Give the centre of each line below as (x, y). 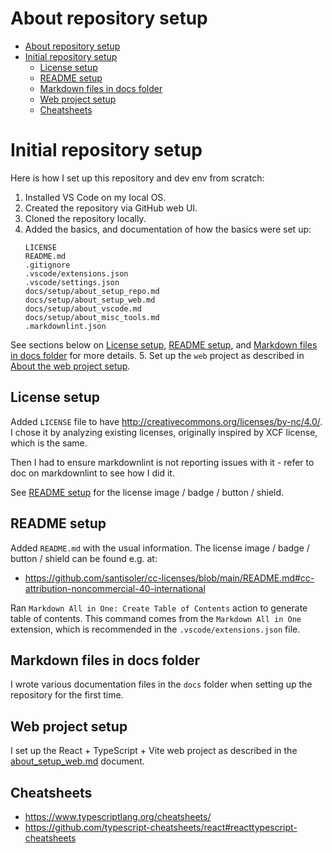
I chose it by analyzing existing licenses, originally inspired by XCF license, (164, 432)
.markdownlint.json (65, 326)
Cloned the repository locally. (85, 218)
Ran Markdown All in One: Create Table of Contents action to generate (159, 608)
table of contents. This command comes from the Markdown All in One (156, 618)
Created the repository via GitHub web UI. (111, 208)
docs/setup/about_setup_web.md (90, 300)
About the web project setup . (70, 366)
